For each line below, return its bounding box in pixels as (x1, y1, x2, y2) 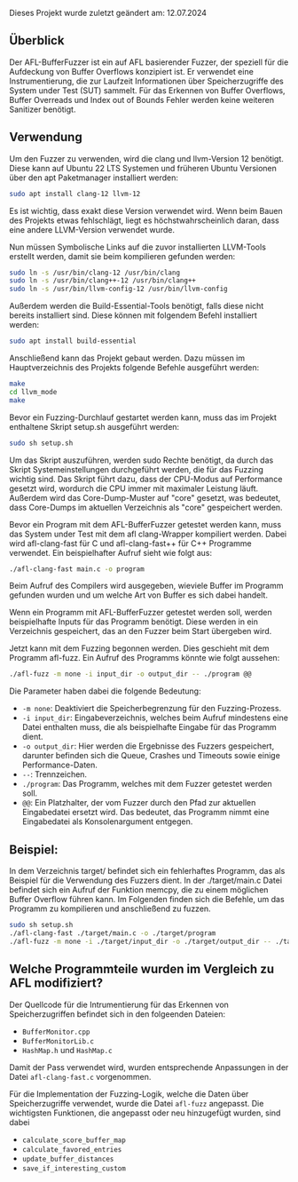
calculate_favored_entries (21, 1145, 122, 1154)
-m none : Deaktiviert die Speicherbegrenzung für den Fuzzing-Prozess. (21, 703, 282, 714)
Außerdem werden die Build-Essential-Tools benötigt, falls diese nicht (9, 301, 264, 312)
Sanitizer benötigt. (9, 104, 76, 115)
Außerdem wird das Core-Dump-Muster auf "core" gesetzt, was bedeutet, (9, 492, 281, 503)
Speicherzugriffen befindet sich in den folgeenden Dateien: (9, 1008, 226, 1019)
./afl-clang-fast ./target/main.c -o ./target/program (9, 928, 216, 938)
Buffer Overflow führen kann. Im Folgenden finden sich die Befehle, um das (9, 894, 286, 905)
